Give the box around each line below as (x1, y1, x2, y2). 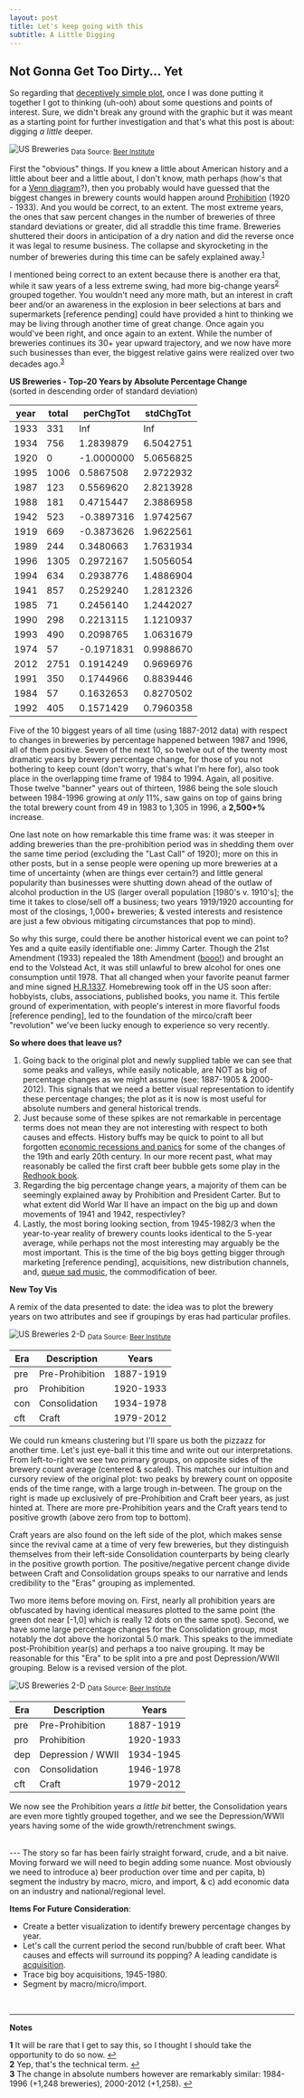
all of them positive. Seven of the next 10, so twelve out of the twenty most (9, 744, 288, 755)
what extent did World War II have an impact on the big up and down (22, 1198, 279, 1209)
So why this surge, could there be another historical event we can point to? (9, 933, 289, 944)
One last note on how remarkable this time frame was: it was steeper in (9, 829, 274, 840)
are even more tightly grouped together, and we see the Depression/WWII (9, 1810, 285, 1821)
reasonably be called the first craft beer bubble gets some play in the (22, 1160, 280, 1171)
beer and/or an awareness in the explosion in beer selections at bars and (9, 300, 281, 310)
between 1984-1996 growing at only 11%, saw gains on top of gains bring (9, 792, 282, 803)
